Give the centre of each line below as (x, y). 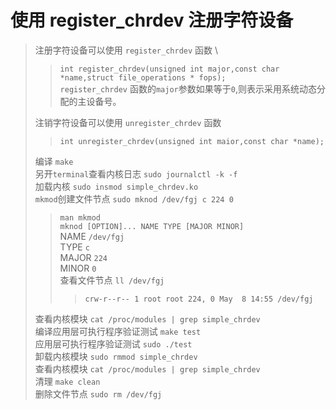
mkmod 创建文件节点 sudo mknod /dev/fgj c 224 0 (134, 198)
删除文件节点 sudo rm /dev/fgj (98, 393)
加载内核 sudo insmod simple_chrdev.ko (116, 186)
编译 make (54, 161)
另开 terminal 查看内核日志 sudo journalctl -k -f (136, 173)
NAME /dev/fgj (92, 236)
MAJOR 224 (83, 257)
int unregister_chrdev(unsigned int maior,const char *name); (192, 141)
